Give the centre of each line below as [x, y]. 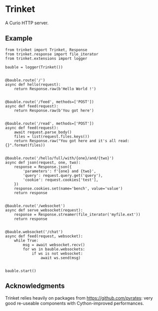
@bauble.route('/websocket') [35, 206]
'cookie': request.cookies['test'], [61, 180]
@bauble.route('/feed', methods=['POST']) [50, 102]
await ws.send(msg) [60, 258]
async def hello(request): [33, 84]
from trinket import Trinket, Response [46, 50]
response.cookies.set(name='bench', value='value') [68, 188]
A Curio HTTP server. [27, 23]
